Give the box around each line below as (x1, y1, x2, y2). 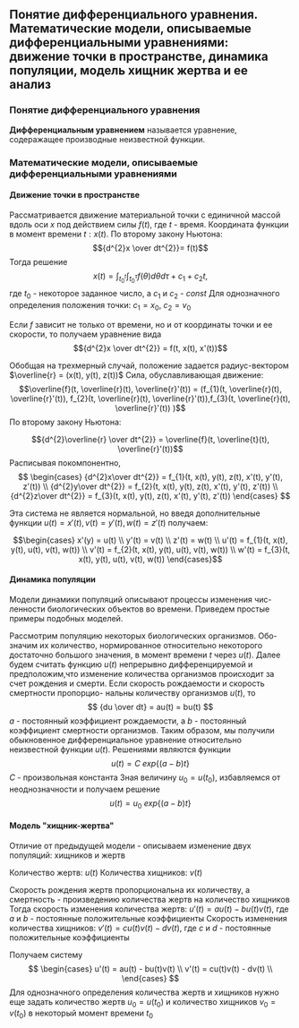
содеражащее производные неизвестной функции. (9, 133, 206, 144)
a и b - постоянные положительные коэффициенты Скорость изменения (9, 912, 288, 923)
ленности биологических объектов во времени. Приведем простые (9, 604, 270, 614)
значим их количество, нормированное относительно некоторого (9, 639, 263, 650)
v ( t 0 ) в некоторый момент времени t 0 (9, 1007, 154, 1021)
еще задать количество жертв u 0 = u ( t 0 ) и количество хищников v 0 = (9, 996, 277, 1009)
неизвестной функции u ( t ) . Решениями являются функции (9, 743, 231, 755)
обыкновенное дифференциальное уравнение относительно (9, 734, 242, 745)
